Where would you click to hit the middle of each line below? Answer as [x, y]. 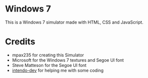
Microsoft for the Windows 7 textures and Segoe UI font [68, 60]
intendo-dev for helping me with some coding [58, 70]
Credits [20, 42]
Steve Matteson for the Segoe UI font [49, 65]
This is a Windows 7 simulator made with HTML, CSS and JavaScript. [74, 22]
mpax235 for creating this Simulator [48, 55]
